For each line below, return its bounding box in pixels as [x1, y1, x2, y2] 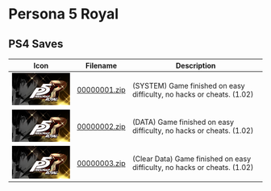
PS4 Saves [8, 37, 64, 51]
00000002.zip [76, 122, 127, 131]
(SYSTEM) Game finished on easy [132, 81, 245, 90]
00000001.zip [76, 85, 127, 94]
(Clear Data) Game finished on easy [132, 154, 252, 164]
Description [175, 60, 216, 70]
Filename [85, 60, 118, 70]
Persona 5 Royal [8, 5, 119, 23]
